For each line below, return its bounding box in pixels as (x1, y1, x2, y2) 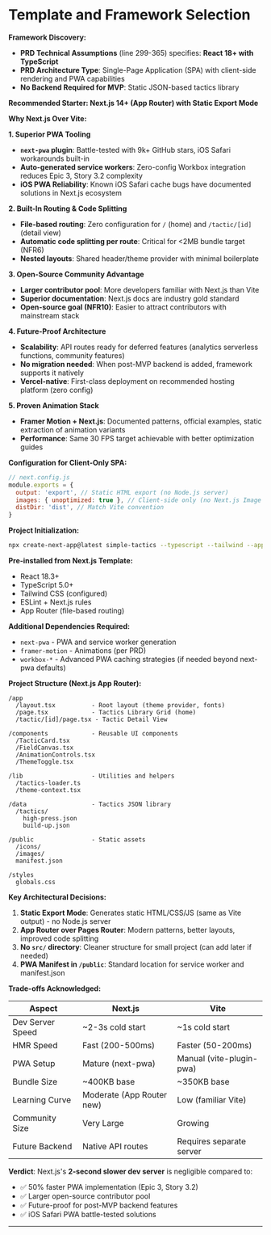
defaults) (35, 663, 66, 672)
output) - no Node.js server (19, 917, 111, 926)
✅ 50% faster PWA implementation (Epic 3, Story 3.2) (19, 1182, 199, 1192)
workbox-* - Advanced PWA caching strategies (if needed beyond (19, 655, 239, 664)
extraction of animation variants (19, 424, 127, 434)
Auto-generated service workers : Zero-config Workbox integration (19, 162, 246, 171)
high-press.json (23, 815, 78, 823)
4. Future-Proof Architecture (8, 326, 106, 336)
